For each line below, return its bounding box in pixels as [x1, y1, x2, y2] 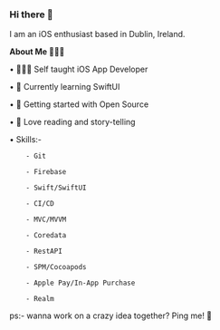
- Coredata [25, 231, 67, 240]
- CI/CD [25, 199, 54, 209]
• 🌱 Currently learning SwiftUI [9, 82, 120, 92]
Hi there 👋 [9, 8, 54, 21]
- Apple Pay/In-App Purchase [25, 278, 136, 288]
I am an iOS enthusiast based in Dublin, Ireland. [9, 29, 186, 40]
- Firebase [25, 168, 67, 177]
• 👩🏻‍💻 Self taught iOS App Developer [9, 63, 148, 75]
